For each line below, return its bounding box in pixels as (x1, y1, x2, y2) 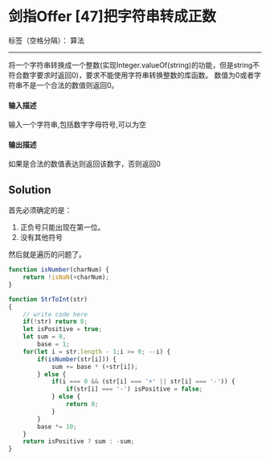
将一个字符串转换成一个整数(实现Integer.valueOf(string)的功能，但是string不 (8, 60, 260, 69)
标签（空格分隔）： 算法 (8, 35, 84, 45)
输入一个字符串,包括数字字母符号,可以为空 (8, 120, 147, 130)
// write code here (22, 310, 88, 318)
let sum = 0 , (22, 333, 67, 341)
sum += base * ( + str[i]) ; (51, 363, 138, 371)
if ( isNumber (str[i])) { (37, 355, 117, 363)
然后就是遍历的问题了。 (8, 250, 86, 259)
